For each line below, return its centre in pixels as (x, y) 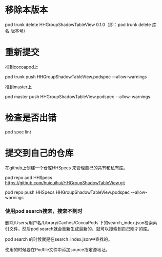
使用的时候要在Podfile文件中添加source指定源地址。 (58, 250)
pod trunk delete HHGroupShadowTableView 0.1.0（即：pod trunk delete (78, 25)
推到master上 (19, 87)
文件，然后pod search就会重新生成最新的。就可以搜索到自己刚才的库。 (81, 229)
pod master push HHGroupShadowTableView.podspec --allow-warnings (78, 97)
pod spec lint (18, 132)
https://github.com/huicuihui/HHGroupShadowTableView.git (65, 182)
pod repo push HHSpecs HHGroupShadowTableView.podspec (68, 192)
